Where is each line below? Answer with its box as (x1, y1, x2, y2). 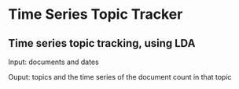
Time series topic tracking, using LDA (8, 37, 196, 50)
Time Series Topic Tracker (8, 5, 183, 23)
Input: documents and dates (8, 57, 100, 66)
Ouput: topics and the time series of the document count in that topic (8, 73, 232, 81)
